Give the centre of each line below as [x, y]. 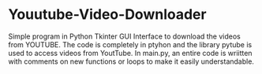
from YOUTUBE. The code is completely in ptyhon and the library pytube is [130, 44]
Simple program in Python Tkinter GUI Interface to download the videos [124, 36]
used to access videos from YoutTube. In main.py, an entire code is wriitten [130, 53]
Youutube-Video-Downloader [107, 15]
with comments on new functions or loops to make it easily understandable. [131, 61]
